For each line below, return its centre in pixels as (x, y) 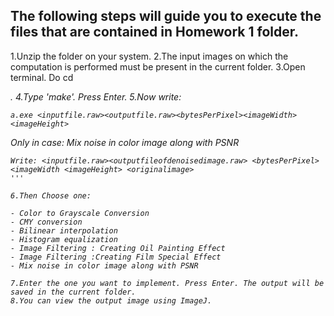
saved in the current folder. (73, 292)
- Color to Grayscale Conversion (80, 213)
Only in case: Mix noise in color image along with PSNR (125, 142)
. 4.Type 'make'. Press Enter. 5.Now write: (96, 96)
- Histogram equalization (64, 239)
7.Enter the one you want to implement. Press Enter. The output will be (167, 283)
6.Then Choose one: (51, 195)
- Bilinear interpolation (64, 230)
